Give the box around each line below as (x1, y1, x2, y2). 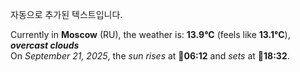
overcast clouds (10, 39, 80, 51)
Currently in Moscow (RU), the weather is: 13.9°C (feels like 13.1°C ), (10, 29, 291, 40)
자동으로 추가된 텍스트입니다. (10, 9, 123, 20)
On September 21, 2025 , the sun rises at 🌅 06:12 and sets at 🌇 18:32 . (10, 50, 290, 62)
